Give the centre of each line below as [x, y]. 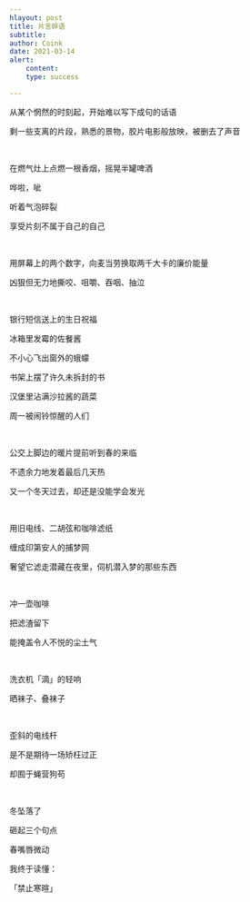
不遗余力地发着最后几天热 [57, 471]
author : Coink [36, 43]
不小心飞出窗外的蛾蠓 [49, 357]
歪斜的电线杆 [33, 735]
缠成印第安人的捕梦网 [49, 547]
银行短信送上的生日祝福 [53, 319]
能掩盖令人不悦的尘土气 [53, 642]
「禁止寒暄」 [33, 887]
